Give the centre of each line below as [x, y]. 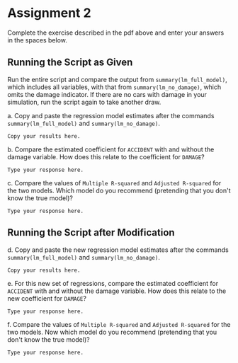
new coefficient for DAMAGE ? [47, 298]
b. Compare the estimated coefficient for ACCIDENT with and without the [111, 149]
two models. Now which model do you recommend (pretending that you [112, 332]
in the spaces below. [37, 40]
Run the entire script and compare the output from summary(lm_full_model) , [118, 79]
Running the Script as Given [70, 63]
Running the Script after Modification [91, 232]
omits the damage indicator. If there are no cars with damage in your [107, 94]
